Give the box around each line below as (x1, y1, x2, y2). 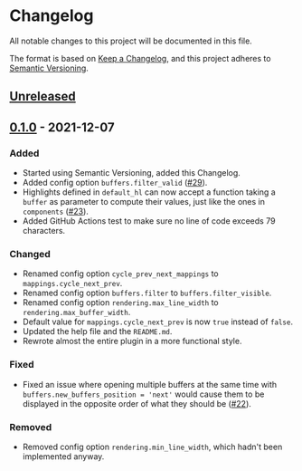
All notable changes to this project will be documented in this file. (9, 35, 253, 46)
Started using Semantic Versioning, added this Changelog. (22, 168, 241, 178)
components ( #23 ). (22, 206, 89, 217)
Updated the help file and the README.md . (22, 326, 173, 337)
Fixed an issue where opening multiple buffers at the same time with (22, 379, 278, 389)
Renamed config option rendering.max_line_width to (22, 297, 219, 308)
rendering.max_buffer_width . (22, 307, 131, 318)
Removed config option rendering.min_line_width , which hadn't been (22, 441, 283, 452)
